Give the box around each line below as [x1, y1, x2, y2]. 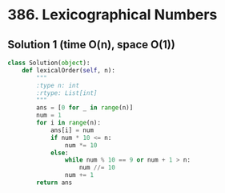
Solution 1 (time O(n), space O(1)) [7, 38, 175, 51]
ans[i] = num [50, 126, 94, 134]
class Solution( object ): [7, 59, 90, 67]
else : [50, 149, 69, 157]
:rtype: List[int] [36, 88, 98, 97]
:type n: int [36, 81, 80, 89]
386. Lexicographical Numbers [7, 6, 218, 24]
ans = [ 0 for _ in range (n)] [36, 104, 134, 112]
